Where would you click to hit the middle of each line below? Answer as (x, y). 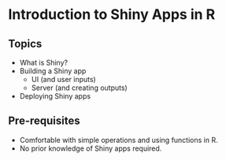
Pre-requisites (44, 121)
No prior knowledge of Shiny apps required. (91, 148)
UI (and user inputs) (63, 79)
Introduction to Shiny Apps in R (112, 15)
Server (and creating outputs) (79, 88)
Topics (25, 44)
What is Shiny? (44, 62)
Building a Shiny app (53, 71)
